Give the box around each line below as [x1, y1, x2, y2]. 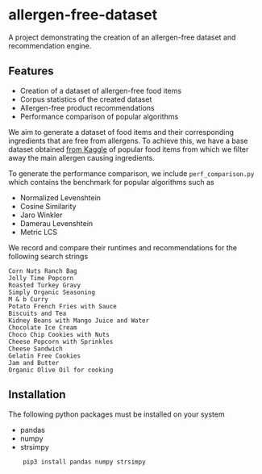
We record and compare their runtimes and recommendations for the [8, 242, 238, 252]
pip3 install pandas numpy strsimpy [23, 458, 147, 466]
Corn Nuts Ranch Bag [8, 266, 78, 275]
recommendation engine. [8, 40, 92, 50]
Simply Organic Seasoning [8, 288, 95, 296]
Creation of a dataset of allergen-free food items [19, 86, 182, 95]
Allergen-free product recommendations [19, 103, 155, 112]
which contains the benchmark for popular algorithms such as [8, 177, 215, 187]
